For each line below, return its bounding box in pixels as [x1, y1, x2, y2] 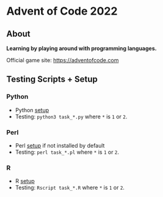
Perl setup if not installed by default [15, 141, 105, 149]
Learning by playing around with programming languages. [6, 45, 157, 52]
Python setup [15, 106, 49, 113]
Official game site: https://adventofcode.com [6, 57, 119, 63]
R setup [15, 177, 35, 185]
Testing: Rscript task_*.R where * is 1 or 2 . [15, 184, 125, 192]
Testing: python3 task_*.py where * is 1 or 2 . [15, 113, 128, 120]
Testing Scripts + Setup [6, 74, 98, 85]
